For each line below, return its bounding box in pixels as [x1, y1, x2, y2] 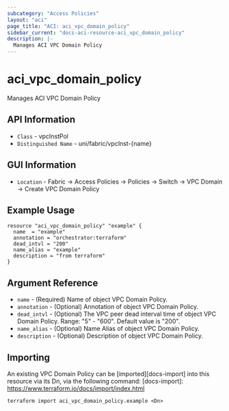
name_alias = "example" [13, 247, 81, 253]
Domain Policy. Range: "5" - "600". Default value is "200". [16, 317, 180, 325]
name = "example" [13, 229, 66, 236]
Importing [7, 351, 50, 363]
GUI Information [7, 159, 77, 171]
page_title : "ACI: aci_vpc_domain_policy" [7, 23, 130, 29]
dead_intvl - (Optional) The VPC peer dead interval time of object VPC [16, 310, 217, 319]
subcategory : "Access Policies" [7, 10, 99, 17]
